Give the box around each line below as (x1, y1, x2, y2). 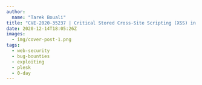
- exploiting (11, 59, 45, 65)
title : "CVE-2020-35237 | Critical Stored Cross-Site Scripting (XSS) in (6, 20, 197, 26)
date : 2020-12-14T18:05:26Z (6, 25, 77, 32)
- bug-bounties (11, 53, 50, 59)
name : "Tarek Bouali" (11, 14, 67, 20)
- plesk (11, 64, 31, 71)
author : (6, 8, 26, 15)
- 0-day (11, 70, 31, 76)
